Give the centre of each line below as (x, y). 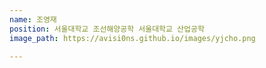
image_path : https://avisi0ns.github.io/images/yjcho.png (132, 38)
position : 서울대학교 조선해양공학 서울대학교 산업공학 (107, 29)
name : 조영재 (33, 19)
